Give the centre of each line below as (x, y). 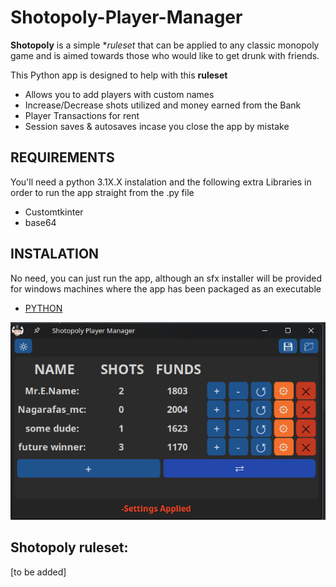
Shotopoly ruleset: (69, 547)
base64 (40, 222)
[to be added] (38, 572)
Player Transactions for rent (82, 115)
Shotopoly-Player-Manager (126, 17)
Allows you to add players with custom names (119, 94)
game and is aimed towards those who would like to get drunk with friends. (165, 55)
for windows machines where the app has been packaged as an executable (166, 288)
